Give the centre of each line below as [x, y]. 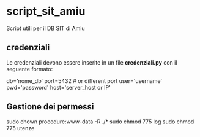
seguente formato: [30, 69]
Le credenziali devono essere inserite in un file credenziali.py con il [92, 62]
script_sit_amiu [46, 11]
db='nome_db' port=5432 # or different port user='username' [84, 80]
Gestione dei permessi [50, 107]
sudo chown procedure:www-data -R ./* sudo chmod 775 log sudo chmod [100, 122]
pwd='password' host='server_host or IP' [59, 87]
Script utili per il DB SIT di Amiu [46, 28]
